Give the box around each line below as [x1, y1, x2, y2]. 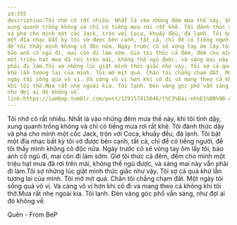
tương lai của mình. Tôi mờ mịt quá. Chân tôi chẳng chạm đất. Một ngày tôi [7, 174, 224, 183]
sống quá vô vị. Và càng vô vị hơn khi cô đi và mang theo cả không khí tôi [7, 182, 221, 190]
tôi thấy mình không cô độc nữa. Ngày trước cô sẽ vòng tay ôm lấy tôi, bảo [7, 145, 224, 153]
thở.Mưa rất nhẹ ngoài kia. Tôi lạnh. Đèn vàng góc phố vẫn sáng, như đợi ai [7, 189, 226, 198]
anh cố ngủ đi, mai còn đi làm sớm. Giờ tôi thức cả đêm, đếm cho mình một [7, 152, 226, 160]
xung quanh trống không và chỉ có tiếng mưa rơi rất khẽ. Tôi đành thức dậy [7, 122, 224, 130]
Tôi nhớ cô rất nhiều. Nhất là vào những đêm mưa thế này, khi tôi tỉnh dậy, [7, 115, 221, 123]
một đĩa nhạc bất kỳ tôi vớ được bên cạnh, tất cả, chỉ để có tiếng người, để [7, 137, 224, 145]
